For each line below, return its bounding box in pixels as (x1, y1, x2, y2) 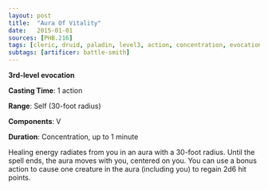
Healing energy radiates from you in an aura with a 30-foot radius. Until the (8, 148, 255, 157)
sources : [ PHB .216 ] (8, 33, 73, 42)
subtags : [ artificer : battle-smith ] (8, 48, 130, 56)
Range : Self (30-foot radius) (8, 101, 101, 111)
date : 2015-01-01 (8, 26, 73, 34)
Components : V (8, 117, 61, 126)
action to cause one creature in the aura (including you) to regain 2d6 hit (8, 165, 247, 173)
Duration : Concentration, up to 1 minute (8, 132, 139, 142)
